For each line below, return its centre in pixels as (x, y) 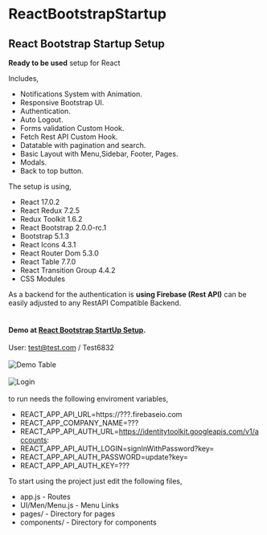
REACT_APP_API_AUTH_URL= (69, 431)
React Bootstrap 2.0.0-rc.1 (63, 227)
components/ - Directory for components (88, 522)
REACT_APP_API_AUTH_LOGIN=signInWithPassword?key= (117, 449)
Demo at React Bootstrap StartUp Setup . (77, 329)
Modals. (33, 162)
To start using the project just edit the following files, (95, 481)
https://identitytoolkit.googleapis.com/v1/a (189, 431)
